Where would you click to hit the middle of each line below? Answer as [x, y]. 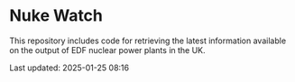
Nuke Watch [56, 16]
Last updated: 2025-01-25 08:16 [69, 68]
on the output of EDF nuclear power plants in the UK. [107, 50]
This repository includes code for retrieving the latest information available [148, 41]
